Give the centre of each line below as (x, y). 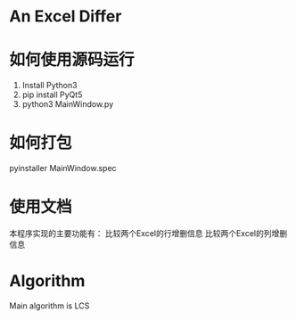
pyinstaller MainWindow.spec (63, 168)
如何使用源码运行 (72, 60)
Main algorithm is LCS (49, 306)
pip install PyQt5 (52, 94)
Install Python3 (49, 86)
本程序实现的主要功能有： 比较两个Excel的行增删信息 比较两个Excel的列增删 (148, 233)
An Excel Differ (66, 16)
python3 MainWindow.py (68, 104)
